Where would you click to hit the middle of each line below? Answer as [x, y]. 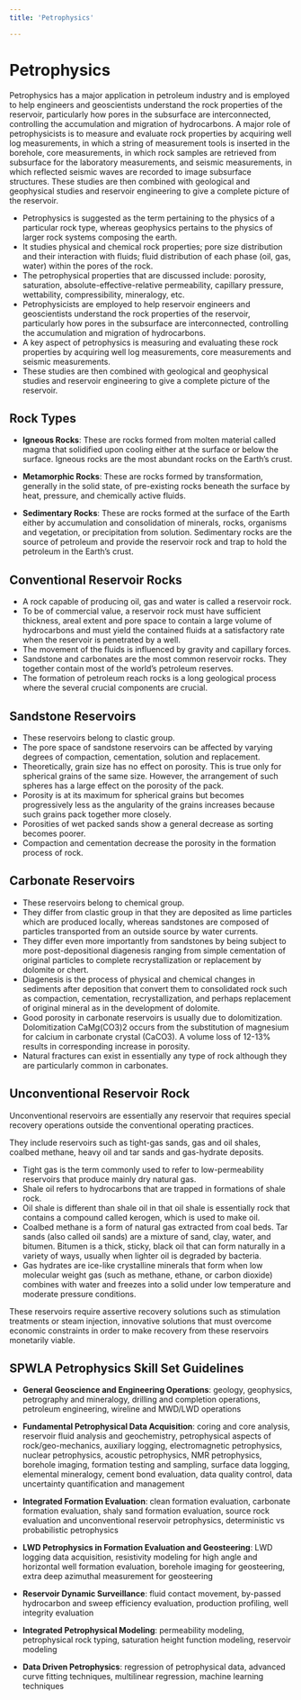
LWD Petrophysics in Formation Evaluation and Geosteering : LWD [147, 1548]
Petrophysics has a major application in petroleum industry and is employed [150, 95]
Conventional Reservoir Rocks [96, 580]
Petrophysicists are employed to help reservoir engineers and [136, 304]
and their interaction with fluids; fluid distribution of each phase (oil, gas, [156, 256]
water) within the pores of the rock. [88, 266]
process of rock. [53, 853]
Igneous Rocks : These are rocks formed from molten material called [149, 440]
